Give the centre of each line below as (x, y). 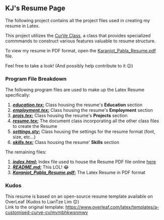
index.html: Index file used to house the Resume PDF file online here (84, 162)
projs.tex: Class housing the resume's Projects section (70, 116)
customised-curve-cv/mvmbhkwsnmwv (47, 212)
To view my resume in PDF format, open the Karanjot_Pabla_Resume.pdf (81, 50)
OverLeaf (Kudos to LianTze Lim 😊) (42, 202)
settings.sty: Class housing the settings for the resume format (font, (84, 132)
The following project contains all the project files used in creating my (78, 20)
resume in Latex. (22, 26)
